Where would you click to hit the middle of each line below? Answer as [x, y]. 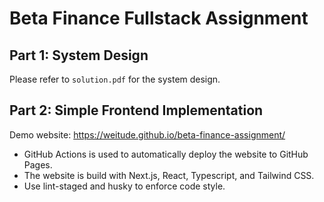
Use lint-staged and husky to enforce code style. [124, 186]
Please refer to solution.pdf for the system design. [115, 79]
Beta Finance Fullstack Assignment [159, 18]
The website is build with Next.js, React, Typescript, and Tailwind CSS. [169, 175]
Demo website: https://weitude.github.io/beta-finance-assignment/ [147, 134]
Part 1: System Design [79, 55]
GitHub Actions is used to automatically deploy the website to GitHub [166, 154]
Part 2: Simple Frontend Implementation [136, 110]
